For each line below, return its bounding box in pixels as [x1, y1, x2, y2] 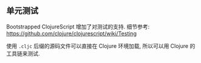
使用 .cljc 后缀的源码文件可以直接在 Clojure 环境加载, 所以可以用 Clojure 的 [6, 42, 196, 50]
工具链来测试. [6, 50, 41, 57]
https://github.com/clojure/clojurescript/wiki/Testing [6, 30, 137, 37]
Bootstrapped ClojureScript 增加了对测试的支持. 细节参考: [6, 23, 150, 30]
